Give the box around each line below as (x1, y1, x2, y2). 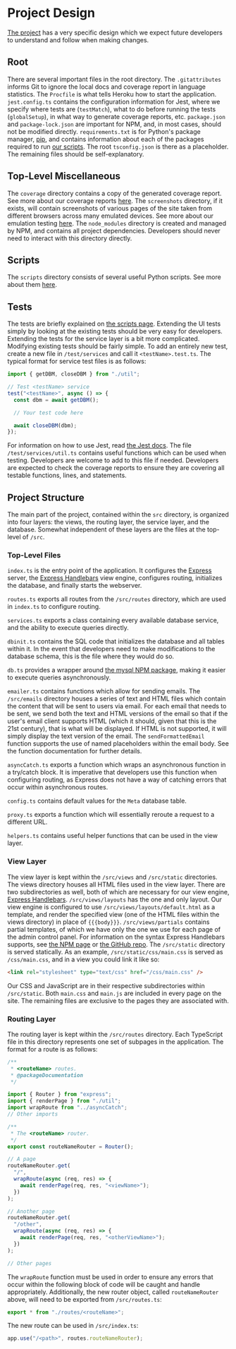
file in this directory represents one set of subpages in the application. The (7, 1037, 224, 1046)
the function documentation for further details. (7, 747, 142, 756)
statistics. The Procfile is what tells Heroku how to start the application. (7, 90, 217, 98)
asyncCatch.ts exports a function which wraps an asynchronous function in (7, 760, 227, 769)
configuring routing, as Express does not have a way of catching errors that (7, 775, 227, 784)
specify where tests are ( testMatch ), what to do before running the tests (7, 104, 216, 113)
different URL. (7, 818, 48, 826)
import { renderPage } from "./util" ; (7, 1097, 121, 1104)
